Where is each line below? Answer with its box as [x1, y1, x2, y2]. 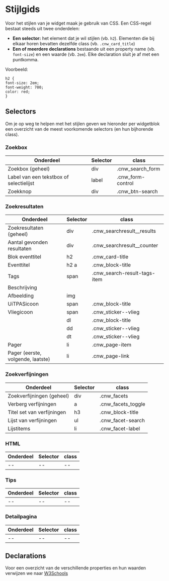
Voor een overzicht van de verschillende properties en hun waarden [5, 565, 146, 571]
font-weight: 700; [5, 84, 44, 90]
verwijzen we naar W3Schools [5, 570, 68, 576]
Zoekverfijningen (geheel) [8, 392, 69, 399]
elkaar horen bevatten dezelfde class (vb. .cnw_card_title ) [12, 40, 135, 46]
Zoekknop [8, 188, 32, 195]
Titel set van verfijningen [8, 409, 66, 416]
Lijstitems [8, 425, 31, 432]
